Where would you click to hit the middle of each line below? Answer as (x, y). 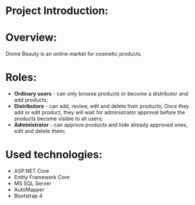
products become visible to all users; (59, 119)
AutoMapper (29, 189)
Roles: (21, 78)
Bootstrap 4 (28, 196)
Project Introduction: (57, 11)
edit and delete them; (40, 131)
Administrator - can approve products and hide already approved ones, (101, 125)
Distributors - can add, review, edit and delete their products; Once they (102, 106)
